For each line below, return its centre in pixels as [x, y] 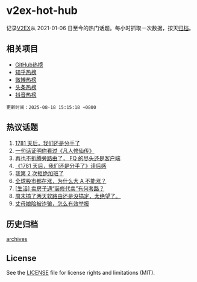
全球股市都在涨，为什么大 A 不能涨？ [61, 181]
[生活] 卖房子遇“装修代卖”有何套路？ [60, 188]
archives [17, 239]
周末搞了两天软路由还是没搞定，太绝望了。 [68, 196]
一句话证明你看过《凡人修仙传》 [55, 150]
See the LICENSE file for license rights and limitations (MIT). [81, 273]
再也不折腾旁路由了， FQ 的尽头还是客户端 [67, 158]
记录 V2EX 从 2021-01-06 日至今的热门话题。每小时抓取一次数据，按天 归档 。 [100, 28]
